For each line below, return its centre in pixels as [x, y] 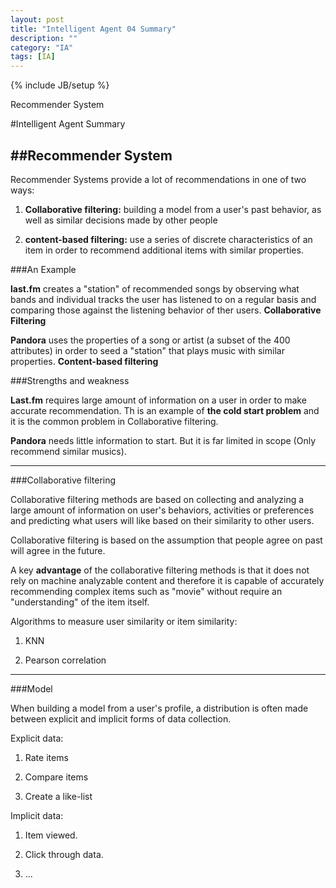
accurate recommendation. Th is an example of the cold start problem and [165, 410]
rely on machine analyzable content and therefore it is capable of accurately [167, 580]
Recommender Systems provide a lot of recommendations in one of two [158, 179]
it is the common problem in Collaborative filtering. [114, 421]
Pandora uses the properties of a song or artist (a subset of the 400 [150, 340]
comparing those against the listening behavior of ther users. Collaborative [166, 310]
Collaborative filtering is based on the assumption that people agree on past [166, 540]
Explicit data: [37, 738]
